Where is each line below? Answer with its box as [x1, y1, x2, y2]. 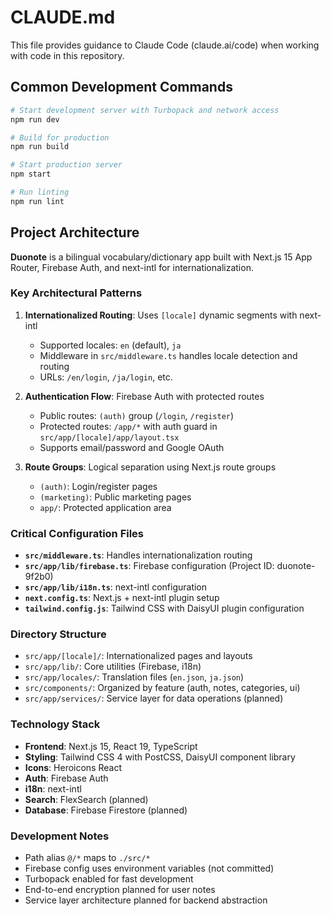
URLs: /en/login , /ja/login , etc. [39, 371, 173, 383]
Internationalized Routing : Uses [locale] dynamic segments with [24, 309, 298, 321]
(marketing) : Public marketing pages [39, 491, 192, 503]
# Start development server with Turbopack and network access [10, 105, 280, 115]
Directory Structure [10, 627, 107, 641]
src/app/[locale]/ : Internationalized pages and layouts [24, 650, 253, 662]
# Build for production [10, 132, 110, 143]
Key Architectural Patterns [10, 286, 143, 300]
